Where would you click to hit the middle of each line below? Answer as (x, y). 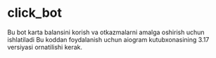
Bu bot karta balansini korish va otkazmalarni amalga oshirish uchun (106, 32)
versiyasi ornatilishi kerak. (45, 47)
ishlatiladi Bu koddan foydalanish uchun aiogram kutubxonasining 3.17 (108, 39)
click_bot (34, 13)
